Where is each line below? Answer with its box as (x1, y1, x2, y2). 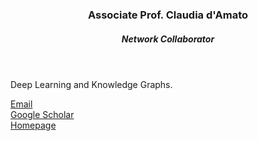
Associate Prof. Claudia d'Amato (87, 8, 249, 22)
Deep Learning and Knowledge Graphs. (10, 78, 173, 90)
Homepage (10, 119, 57, 131)
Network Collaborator (121, 33, 215, 45)
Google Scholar (10, 108, 75, 120)
